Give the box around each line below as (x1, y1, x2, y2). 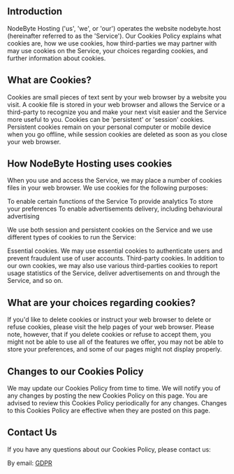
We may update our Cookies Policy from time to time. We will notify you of (7, 384, 221, 393)
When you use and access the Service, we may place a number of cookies (7, 176, 222, 185)
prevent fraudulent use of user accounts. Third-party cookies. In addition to (7, 254, 225, 263)
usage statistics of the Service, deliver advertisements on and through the (7, 269, 221, 277)
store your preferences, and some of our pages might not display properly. (7, 345, 222, 354)
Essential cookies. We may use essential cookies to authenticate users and (7, 246, 223, 255)
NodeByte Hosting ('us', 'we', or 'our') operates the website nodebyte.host (7, 24, 221, 32)
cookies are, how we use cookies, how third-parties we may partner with (7, 39, 217, 48)
